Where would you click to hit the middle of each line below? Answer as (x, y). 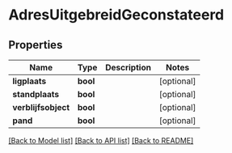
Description (128, 68)
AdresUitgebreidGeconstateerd (116, 15)
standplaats (36, 94)
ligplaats (30, 81)
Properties (36, 45)
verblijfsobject (41, 107)
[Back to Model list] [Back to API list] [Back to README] (101, 140)
